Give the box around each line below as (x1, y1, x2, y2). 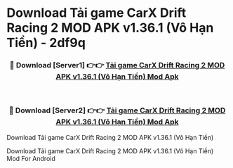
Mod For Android (6, 154, 55, 162)
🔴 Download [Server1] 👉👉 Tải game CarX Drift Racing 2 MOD (9, 60, 225, 70)
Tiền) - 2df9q (6, 35, 86, 51)
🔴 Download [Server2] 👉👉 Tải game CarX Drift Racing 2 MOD (8, 105, 226, 115)
